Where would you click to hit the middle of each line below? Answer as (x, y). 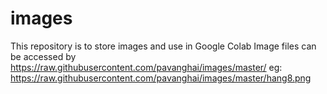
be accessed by (43, 56)
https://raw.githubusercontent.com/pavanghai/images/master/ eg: (146, 67)
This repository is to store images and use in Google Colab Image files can (163, 46)
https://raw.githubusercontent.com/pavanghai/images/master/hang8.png (161, 78)
